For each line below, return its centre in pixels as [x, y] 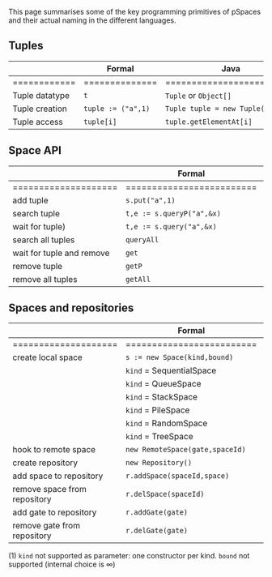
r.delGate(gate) [157, 531]
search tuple [36, 213]
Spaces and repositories [71, 308]
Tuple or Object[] [198, 95]
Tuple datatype [41, 95]
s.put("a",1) [150, 200]
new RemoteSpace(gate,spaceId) [185, 450]
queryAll [142, 239]
